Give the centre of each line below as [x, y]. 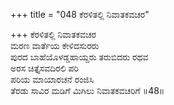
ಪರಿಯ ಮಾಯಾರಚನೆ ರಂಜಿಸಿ [52, 79]
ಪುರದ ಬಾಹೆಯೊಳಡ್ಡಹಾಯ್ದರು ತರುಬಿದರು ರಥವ [79, 57]
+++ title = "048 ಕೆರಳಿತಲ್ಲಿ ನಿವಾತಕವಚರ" [80, 14]
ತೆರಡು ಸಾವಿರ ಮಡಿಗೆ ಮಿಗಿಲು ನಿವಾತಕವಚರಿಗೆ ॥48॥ [87, 90]
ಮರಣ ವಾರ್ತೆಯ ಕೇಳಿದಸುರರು [55, 45]
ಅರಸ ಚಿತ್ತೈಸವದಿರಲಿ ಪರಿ [44, 68]
